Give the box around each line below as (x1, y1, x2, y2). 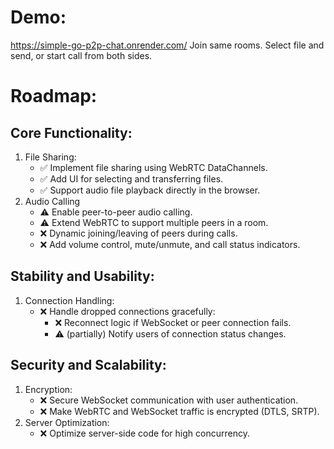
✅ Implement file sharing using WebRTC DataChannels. (39, 161, 268, 173)
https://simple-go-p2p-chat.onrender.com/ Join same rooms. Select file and (10, 39, 325, 51)
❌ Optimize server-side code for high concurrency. (39, 427, 250, 439)
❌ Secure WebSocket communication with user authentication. (39, 394, 299, 406)
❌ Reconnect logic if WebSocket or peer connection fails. (54, 316, 292, 328)
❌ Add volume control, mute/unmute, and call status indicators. (39, 238, 301, 250)
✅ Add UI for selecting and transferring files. (39, 172, 224, 185)
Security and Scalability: (10, 357, 167, 374)
